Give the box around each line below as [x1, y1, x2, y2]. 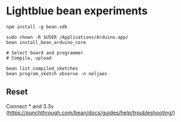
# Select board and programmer [6, 49, 84, 56]
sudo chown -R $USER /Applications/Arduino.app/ [6, 34, 129, 40]
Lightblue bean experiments [6, 4, 148, 18]
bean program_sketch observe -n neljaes [6, 70, 108, 77]
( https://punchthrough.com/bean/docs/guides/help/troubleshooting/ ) [6, 109, 176, 116]
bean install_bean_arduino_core [6, 39, 86, 45]
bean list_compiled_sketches [6, 65, 78, 71]
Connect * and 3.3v [6, 102, 54, 110]
